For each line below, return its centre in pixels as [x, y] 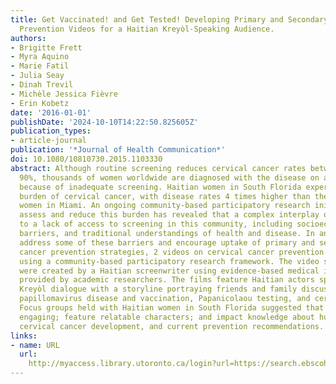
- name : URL [35, 345]
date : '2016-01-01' [51, 112]
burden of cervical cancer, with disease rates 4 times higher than [165, 196]
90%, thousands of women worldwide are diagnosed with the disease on [169, 177]
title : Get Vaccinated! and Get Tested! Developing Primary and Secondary [169, 19]
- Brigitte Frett [46, 47]
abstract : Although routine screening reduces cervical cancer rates [158, 168]
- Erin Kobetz [40, 103]
